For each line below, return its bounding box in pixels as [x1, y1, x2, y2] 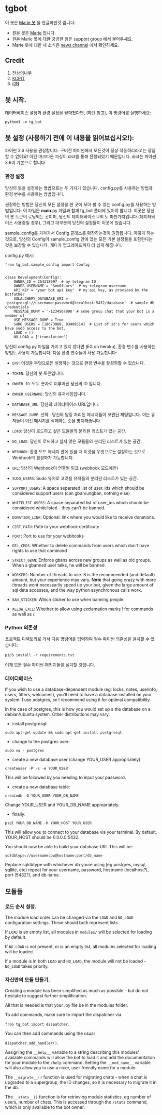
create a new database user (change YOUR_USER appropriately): [12, 756, 142, 763]
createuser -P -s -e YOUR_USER [5, 766, 68, 771]
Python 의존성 [5, 624, 38, 631]
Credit [5, 56, 24, 65]
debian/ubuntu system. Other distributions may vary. [5, 711, 110, 717]
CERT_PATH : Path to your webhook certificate [12, 523, 100, 530]
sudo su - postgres [5, 748, 44, 753]
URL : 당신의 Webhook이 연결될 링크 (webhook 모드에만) [12, 465, 118, 471]
